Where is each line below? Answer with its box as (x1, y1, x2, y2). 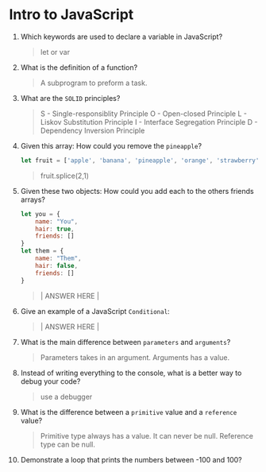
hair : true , (35, 225, 75, 233)
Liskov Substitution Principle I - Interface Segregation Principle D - (40, 117, 258, 126)
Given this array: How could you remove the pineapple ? (20, 141, 202, 150)
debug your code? (20, 376, 81, 386)
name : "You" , (35, 217, 79, 226)
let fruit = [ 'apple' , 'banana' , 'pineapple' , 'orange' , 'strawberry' (20, 157, 260, 164)
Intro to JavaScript (9, 6, 134, 24)
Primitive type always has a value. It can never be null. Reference (40, 431, 253, 440)
